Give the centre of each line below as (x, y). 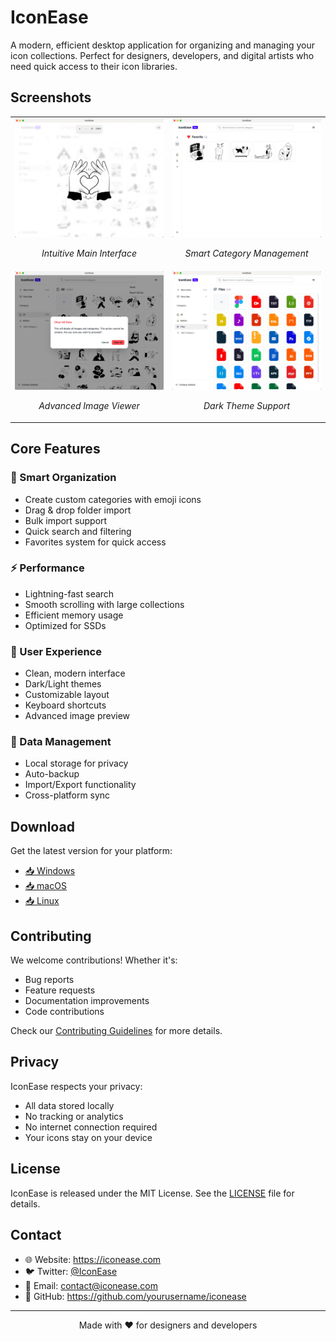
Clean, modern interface (75, 673)
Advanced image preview (77, 716)
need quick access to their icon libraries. (94, 66)
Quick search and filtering (78, 531)
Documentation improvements (87, 1001)
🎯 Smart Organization (63, 478)
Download (42, 826)
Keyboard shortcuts (65, 705)
